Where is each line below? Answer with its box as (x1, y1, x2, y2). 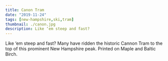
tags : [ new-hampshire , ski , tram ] (5, 17, 74, 22)
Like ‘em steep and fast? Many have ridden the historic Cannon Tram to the (5, 40, 163, 46)
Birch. (5, 51, 18, 57)
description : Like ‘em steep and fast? (5, 26, 90, 32)
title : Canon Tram (5, 7, 44, 13)
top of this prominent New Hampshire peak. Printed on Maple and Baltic (5, 46, 156, 52)
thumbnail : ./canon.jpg (5, 21, 56, 27)
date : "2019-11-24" (5, 12, 47, 17)
